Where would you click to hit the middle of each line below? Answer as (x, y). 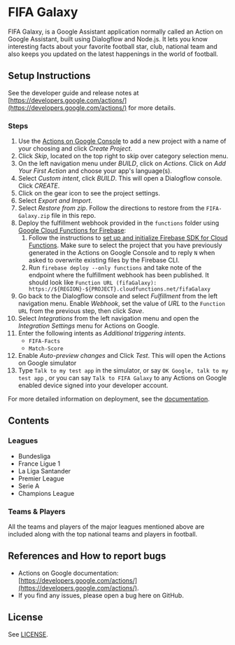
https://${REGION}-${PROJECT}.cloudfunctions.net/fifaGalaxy (119, 289)
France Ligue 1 (39, 464)
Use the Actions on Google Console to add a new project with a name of (122, 141)
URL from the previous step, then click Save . (81, 311)
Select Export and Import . (55, 201)
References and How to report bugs (87, 556)
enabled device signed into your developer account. (93, 385)
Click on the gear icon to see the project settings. (89, 193)
